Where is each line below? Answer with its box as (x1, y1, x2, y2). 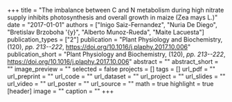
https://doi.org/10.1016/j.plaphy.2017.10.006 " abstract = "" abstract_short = (7, 58, 219, 65)
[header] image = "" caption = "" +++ (7, 87, 114, 95)
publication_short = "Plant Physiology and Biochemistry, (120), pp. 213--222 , (7, 50, 226, 58)
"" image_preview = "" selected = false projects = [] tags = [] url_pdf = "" (7, 65, 216, 73)
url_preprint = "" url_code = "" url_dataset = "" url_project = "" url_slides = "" (7, 72, 226, 80)
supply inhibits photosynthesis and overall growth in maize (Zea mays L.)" (7, 13, 218, 22)
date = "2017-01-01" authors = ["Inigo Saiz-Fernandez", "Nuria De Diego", (7, 21, 217, 28)
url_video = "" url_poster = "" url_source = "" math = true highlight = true (7, 80, 214, 87)
